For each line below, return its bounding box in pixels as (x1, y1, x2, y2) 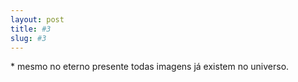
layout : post (10, 14, 65, 25)
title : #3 (10, 24, 52, 34)
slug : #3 (10, 33, 47, 43)
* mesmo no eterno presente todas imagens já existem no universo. (10, 61, 290, 73)
